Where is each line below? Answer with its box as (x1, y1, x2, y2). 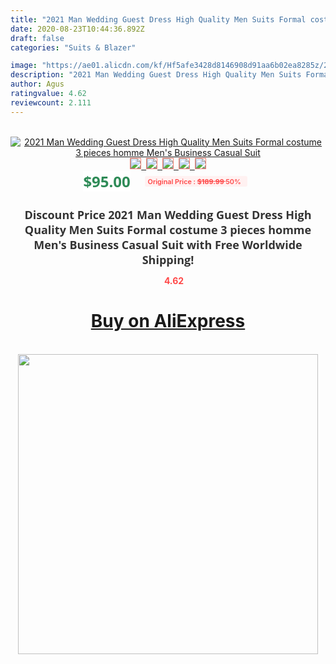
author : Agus (10, 79, 65, 90)
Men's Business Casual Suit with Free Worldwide (33, 236, 303, 253)
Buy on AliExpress (90, 310, 246, 333)
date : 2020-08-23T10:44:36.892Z (10, 24, 145, 34)
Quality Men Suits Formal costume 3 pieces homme (24, 221, 312, 238)
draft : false (10, 33, 65, 43)
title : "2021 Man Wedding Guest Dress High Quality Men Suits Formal (10, 14, 307, 25)
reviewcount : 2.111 (10, 97, 92, 108)
